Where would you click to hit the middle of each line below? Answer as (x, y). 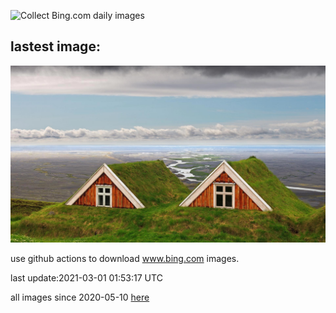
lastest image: (55, 46)
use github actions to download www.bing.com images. (125, 259)
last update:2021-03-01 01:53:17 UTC (86, 278)
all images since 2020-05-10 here (80, 297)
